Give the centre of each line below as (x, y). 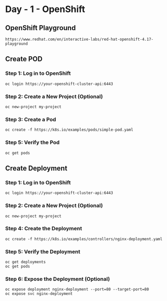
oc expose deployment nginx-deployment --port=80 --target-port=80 (77, 289)
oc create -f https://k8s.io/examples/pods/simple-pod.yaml (69, 130)
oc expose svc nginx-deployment (39, 294)
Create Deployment (36, 168)
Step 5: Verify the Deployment (43, 251)
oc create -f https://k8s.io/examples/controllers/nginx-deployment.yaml (84, 239)
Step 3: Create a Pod (31, 119)
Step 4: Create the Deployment (44, 229)
